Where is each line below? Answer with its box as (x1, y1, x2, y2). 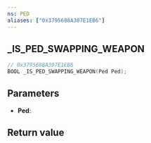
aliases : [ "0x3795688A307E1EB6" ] (7, 17, 105, 24)
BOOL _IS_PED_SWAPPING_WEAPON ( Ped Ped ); (7, 68, 128, 75)
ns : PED (7, 10, 30, 18)
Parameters (7, 87, 60, 99)
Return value (7, 127, 65, 139)
